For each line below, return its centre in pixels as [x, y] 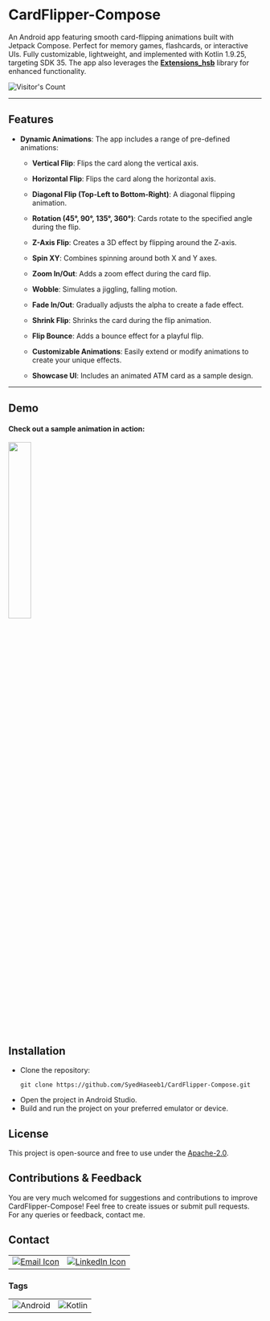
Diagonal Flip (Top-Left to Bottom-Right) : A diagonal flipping [133, 194]
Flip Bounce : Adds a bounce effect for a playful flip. [118, 336]
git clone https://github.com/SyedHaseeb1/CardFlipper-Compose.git [135, 1085]
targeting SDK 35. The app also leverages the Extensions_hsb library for [129, 63]
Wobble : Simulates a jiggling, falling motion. [105, 289]
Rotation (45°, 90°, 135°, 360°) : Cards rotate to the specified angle [142, 218]
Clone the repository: [55, 1070]
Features [31, 119]
